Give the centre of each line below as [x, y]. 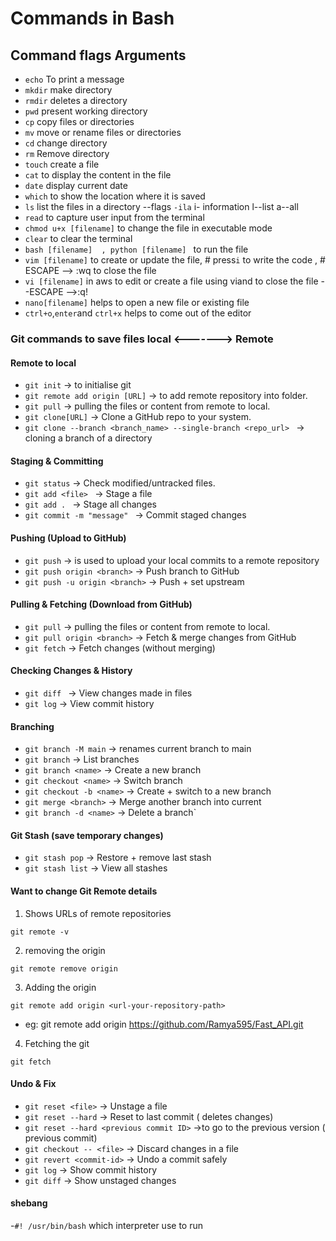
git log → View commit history [89, 703]
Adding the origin [60, 987]
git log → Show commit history [91, 1169]
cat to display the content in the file [98, 175]
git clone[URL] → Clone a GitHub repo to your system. [138, 417]
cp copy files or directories [79, 121]
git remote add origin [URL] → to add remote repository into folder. [166, 396]
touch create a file [62, 164]
